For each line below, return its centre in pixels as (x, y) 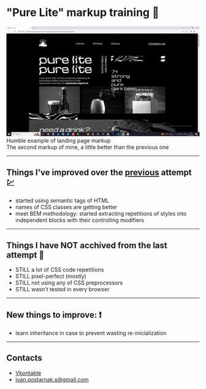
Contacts (25, 358)
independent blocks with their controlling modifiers (80, 220)
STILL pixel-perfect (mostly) (51, 277)
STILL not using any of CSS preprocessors (69, 283)
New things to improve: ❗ (54, 315)
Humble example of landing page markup (59, 141)
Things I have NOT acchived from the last (87, 245)
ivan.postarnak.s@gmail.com (52, 379)
